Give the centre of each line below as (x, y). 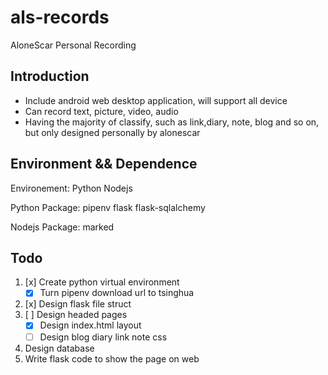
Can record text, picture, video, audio (101, 111)
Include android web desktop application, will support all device (156, 100)
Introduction (50, 76)
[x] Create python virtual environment (102, 282)
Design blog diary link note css (103, 337)
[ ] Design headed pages (76, 315)
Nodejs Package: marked (62, 227)
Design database (59, 348)
